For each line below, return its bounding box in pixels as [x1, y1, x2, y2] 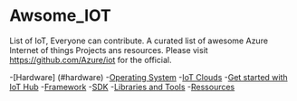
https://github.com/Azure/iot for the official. [9, 54, 172, 65]
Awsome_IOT [9, 5, 111, 26]
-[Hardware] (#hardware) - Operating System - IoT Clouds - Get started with [9, 71, 288, 82]
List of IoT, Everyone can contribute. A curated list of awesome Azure [9, 35, 269, 46]
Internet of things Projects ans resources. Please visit [9, 44, 208, 55]
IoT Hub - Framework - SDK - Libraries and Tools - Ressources [9, 81, 235, 92]
